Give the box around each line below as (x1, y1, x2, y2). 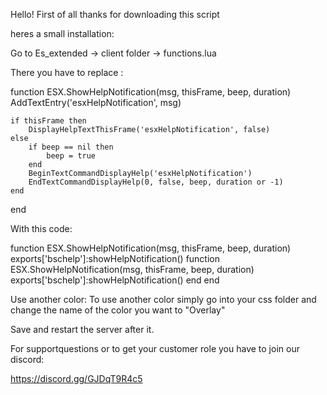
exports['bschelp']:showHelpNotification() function (10, 253, 221, 264)
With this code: (10, 223, 73, 234)
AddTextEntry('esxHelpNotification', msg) (10, 97, 182, 108)
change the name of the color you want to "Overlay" (10, 304, 226, 316)
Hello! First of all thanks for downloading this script (10, 9, 220, 20)
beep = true (46, 151, 97, 161)
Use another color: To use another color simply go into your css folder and (10, 294, 317, 305)
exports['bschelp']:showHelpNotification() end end (10, 274, 220, 286)
